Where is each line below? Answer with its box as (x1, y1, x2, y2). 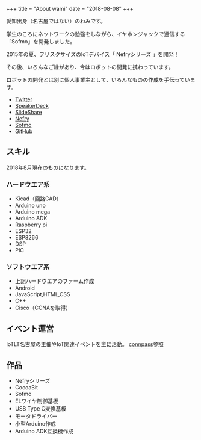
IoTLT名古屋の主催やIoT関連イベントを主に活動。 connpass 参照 (6, 341, 164, 348)
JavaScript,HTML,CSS (14, 291, 70, 298)
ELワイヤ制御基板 (14, 397, 58, 405)
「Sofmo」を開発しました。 (6, 38, 76, 45)
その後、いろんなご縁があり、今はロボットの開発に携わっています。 (6, 63, 175, 70)
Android (14, 284, 35, 291)
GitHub (14, 128, 33, 135)
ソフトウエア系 (6, 263, 50, 271)
